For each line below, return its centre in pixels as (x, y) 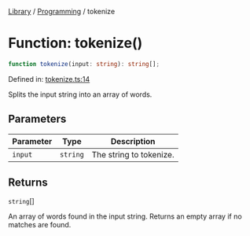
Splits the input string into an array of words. (80, 94)
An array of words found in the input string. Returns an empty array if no (125, 216)
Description (133, 141)
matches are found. (40, 225)
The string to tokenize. (133, 154)
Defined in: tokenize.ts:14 (49, 79)
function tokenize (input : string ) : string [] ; (84, 64)
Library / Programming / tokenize (62, 11)
